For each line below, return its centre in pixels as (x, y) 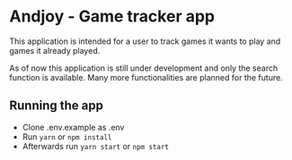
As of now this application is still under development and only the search (144, 68)
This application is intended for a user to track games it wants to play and (145, 41)
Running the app (56, 106)
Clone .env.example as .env (73, 127)
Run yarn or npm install (67, 137)
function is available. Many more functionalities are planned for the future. (146, 77)
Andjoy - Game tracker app (112, 17)
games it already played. (55, 50)
